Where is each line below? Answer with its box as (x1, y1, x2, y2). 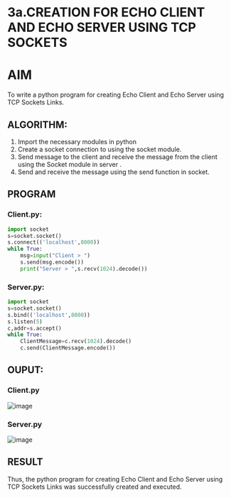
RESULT (7, 456, 43, 468)
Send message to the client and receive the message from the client (17, 152, 218, 161)
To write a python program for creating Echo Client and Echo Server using (7, 90, 225, 99)
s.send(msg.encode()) (20, 259, 84, 266)
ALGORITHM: (7, 119, 68, 131)
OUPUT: (7, 364, 44, 377)
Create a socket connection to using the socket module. (17, 145, 182, 153)
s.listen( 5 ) (7, 318, 43, 325)
